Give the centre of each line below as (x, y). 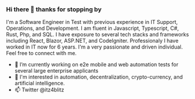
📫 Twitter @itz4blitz (39, 90)
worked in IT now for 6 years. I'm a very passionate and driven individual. (95, 47)
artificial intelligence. (40, 83)
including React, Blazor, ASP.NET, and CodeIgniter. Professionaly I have (92, 41)
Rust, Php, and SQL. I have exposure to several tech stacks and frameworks (97, 35)
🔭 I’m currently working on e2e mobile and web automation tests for (96, 64)
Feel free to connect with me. (42, 53)
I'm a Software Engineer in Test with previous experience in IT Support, (92, 22)
